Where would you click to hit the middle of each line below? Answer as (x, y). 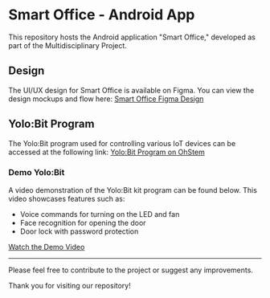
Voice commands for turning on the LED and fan (100, 214)
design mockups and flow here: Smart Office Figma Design (106, 99)
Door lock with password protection (79, 231)
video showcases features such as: (67, 198)
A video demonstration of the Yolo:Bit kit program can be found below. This (133, 190)
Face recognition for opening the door (83, 222)
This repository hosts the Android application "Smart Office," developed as (132, 37)
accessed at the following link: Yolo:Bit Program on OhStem (106, 152)
